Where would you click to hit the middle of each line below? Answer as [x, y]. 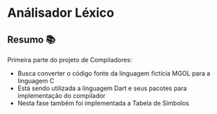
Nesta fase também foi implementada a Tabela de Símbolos [103, 103]
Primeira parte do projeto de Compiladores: [70, 60]
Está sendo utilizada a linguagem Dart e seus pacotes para [102, 88]
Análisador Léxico [61, 13]
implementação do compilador [62, 95]
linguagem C [36, 81]
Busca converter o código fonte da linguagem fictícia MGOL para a [114, 73]
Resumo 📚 [31, 40]
